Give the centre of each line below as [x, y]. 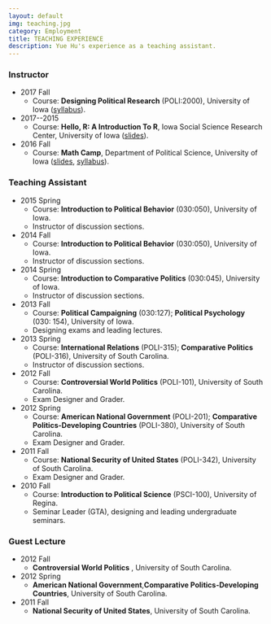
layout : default [36, 16]
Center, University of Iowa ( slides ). [90, 136]
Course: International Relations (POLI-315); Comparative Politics [143, 347]
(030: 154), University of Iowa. [83, 321]
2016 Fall [35, 144]
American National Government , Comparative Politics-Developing [145, 585]
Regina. [45, 503]
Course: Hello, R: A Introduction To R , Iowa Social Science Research [147, 127]
